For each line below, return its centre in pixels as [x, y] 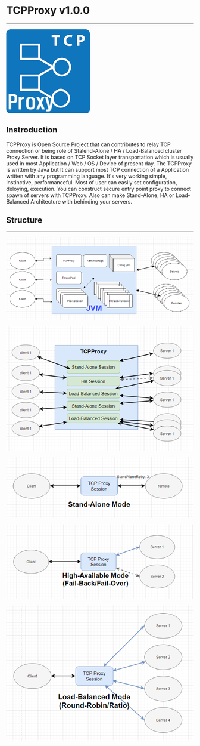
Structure [24, 221]
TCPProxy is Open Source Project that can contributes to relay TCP [88, 144]
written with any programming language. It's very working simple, [87, 176]
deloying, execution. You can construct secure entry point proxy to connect [99, 189]
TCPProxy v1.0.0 [48, 10]
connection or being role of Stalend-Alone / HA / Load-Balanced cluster [94, 150]
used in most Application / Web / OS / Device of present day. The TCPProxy [99, 163]
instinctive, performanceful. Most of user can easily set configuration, [92, 182]
